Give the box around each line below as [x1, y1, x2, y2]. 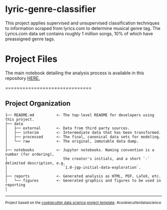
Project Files [5, 53, 58, 65]
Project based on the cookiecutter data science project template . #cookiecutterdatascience [5, 200, 162, 205]
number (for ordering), [5, 152, 55, 157]
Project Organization [5, 99, 71, 108]
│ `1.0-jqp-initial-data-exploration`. [5, 165, 141, 170]
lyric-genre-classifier [5, 3, 96, 15]
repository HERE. [5, 75, 40, 81]
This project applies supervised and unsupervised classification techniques [5, 20, 160, 26]
